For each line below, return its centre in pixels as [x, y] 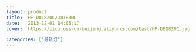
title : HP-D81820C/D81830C [42, 18]
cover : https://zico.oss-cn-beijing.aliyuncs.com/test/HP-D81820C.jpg [98, 29]
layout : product [27, 12]
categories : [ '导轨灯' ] [35, 40]
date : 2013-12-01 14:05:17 [43, 23]
